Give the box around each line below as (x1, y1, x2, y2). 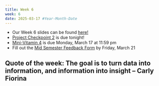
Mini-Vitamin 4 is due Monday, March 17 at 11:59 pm (12, 40, 117, 46)
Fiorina (5, 74, 27, 83)
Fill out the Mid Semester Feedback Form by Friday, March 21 (12, 45, 136, 51)
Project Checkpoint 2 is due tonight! (12, 34, 84, 40)
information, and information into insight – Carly (5, 67, 154, 75)
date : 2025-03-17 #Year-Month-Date (5, 16, 78, 21)
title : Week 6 (5, 7, 34, 12)
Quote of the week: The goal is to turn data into (5, 59, 151, 67)
